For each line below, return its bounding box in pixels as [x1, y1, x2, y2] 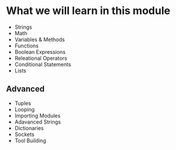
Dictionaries [14, 124, 44, 131]
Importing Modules [14, 112, 60, 119]
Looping [14, 105, 35, 112]
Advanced [6, 84, 45, 94]
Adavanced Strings [14, 118, 61, 125]
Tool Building [14, 137, 46, 144]
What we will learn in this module [6, 4, 171, 18]
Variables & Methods [14, 36, 65, 43]
